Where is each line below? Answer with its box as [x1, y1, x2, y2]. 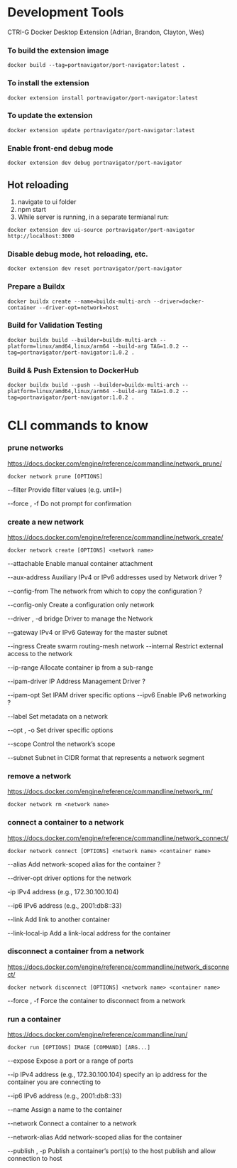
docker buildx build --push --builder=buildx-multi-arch [7, 382, 180, 389]
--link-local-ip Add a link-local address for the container [7, 928, 171, 937]
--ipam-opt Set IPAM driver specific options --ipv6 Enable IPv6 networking [7, 690, 226, 699]
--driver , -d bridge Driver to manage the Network [7, 614, 153, 623]
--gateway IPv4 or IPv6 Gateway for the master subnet [7, 628, 168, 636]
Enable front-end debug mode [7, 143, 114, 153]
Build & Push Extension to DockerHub [7, 365, 139, 375]
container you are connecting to [7, 1078, 101, 1086]
